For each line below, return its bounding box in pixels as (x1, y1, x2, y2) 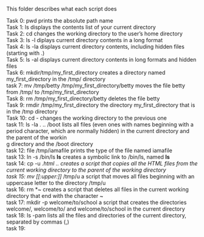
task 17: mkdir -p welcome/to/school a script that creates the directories (6, 199, 187, 206)
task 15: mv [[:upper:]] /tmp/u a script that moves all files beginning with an (6, 173, 195, 180)
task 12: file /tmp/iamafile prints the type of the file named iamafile (6, 147, 172, 154)
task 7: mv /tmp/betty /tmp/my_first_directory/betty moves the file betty (6, 82, 186, 89)
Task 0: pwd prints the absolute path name (6, 17, 114, 24)
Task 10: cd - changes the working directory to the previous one (6, 114, 167, 122)
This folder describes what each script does (6, 5, 117, 12)
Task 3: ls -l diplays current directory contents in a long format (6, 37, 163, 43)
